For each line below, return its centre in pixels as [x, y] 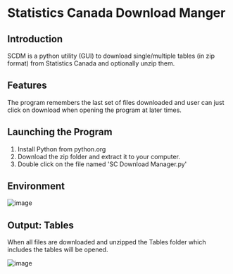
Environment [36, 186]
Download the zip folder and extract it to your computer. [99, 156]
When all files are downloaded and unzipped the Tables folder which [107, 242]
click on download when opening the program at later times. [94, 110]
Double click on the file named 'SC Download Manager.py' [102, 164]
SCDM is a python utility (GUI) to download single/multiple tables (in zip [111, 56]
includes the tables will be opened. [58, 250]
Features [27, 86]
